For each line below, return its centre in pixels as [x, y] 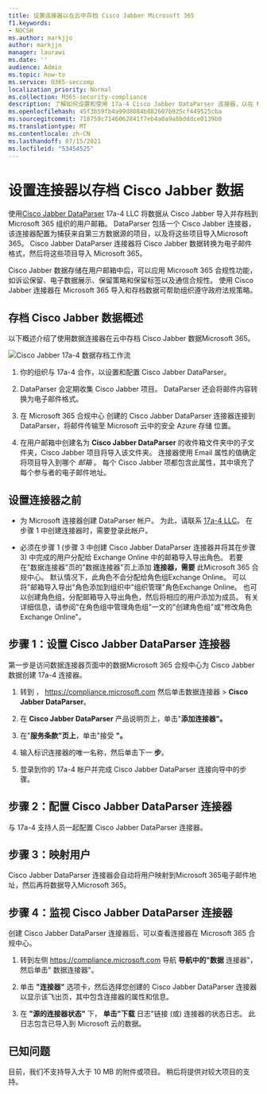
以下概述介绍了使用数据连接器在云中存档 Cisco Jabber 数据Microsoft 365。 [132, 338]
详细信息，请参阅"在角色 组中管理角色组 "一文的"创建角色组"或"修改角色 [136, 607]
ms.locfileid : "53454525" [51, 149]
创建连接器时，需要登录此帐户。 [100, 530]
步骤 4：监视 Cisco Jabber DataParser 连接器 [120, 912]
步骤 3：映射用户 [50, 854]
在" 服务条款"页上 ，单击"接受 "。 [73, 735]
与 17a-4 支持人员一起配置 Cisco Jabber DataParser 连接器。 [108, 827]
